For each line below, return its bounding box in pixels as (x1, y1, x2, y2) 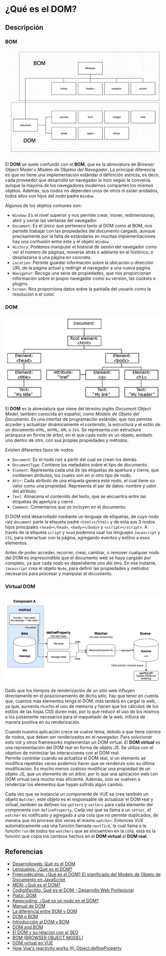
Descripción (5, 23, 43, 32)
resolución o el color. (12, 291, 55, 297)
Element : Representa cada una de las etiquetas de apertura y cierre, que (12, 467, 159, 473)
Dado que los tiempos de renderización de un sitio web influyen (5, 687, 135, 693)
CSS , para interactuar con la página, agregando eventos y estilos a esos (5, 535, 150, 541)
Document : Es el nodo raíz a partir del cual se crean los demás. (12, 456, 138, 462)
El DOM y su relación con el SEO (12, 929, 79, 935)
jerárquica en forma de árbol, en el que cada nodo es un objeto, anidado (5, 432, 153, 438)
